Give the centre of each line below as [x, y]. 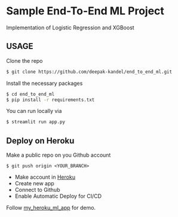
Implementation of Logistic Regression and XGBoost [70, 27]
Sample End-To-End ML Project [85, 11]
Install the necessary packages [44, 83]
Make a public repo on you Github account [59, 155]
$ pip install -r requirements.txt [50, 100]
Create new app [35, 184]
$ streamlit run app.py [36, 122]
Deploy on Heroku [40, 141]
